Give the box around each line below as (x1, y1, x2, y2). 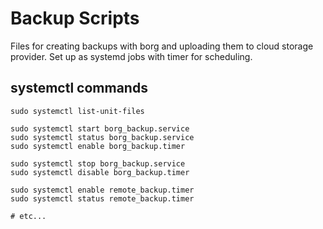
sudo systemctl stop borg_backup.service (10, 158, 186, 169)
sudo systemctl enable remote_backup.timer (10, 185, 195, 195)
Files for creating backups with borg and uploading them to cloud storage (10, 40, 314, 52)
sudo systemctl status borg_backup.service (10, 132, 195, 142)
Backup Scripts (10, 7, 140, 30)
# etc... (10, 211, 47, 221)
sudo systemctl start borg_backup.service (10, 123, 190, 134)
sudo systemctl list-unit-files (10, 106, 145, 116)
